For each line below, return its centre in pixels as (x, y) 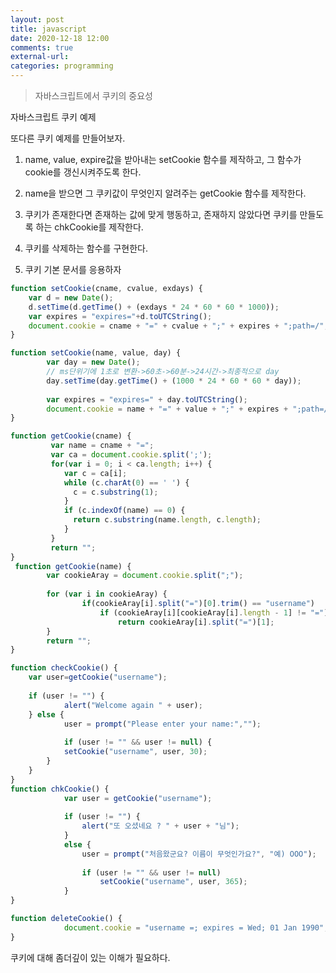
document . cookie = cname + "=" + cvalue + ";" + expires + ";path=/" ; (178, 326)
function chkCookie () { (60, 789)
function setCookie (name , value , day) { (96, 353)
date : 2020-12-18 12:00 (60, 38)
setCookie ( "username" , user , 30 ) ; (135, 752)
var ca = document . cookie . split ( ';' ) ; (131, 455)
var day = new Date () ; (93, 362)
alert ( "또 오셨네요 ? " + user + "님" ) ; (160, 826)
